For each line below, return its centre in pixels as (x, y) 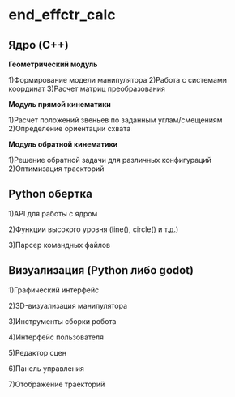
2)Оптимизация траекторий (56, 169)
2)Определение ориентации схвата (70, 128)
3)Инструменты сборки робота (62, 321)
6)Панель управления (47, 368)
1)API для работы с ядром (53, 213)
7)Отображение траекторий (57, 384)
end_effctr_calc (62, 15)
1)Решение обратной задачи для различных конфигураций (110, 160)
